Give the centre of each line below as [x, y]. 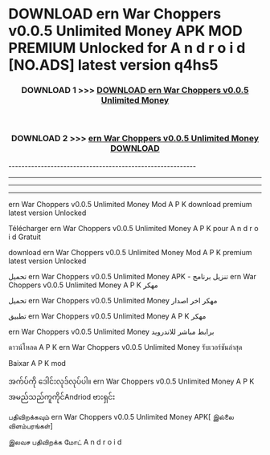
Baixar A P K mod [37, 363]
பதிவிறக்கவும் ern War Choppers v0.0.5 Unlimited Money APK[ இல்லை [121, 416]
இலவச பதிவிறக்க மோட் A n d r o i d [65, 441]
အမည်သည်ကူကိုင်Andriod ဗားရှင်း [62, 396]
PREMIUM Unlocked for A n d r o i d [127, 48]
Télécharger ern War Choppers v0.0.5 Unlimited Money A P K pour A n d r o [133, 228]
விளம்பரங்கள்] [31, 425]
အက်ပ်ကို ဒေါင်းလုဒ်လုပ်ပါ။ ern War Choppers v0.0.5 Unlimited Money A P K [131, 381]
